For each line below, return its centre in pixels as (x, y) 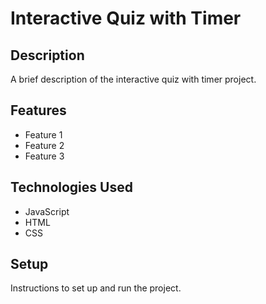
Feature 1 (43, 134)
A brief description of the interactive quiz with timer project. (133, 79)
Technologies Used (71, 187)
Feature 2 (44, 145)
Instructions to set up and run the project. (96, 288)
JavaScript (47, 211)
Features (38, 110)
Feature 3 (44, 156)
